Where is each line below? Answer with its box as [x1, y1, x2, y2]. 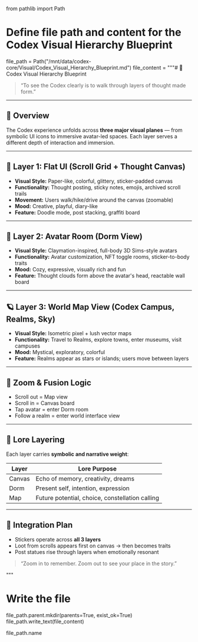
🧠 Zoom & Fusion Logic [6, 378, 91, 388]
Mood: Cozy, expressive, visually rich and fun [14, 266, 126, 273]
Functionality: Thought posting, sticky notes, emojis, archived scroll [14, 183, 181, 191]
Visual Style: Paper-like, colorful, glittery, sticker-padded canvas [14, 177, 173, 184]
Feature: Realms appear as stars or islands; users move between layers [14, 355, 189, 362]
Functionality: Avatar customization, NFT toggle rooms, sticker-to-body [14, 254, 190, 261]
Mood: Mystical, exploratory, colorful [14, 349, 105, 356]
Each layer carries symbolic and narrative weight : [6, 450, 129, 458]
